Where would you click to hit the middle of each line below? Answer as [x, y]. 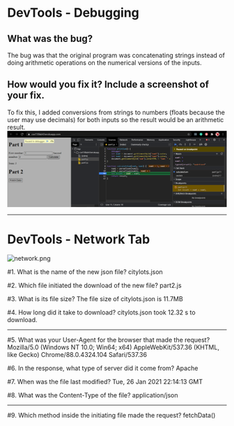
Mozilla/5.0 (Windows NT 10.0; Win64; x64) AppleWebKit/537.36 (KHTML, [113, 347]
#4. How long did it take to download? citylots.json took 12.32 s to [102, 312]
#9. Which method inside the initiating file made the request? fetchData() [111, 416]
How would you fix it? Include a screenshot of [108, 85]
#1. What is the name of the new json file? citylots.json [85, 272]
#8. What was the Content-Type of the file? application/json [93, 395]
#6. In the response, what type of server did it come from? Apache [103, 368]
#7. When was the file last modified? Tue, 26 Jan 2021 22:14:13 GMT [105, 382]
